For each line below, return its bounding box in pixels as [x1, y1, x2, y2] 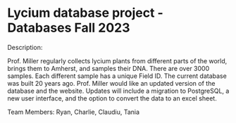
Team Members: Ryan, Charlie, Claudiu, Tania [7, 108, 139, 116]
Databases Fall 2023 [7, 20, 130, 36]
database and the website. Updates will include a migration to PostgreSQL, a [7, 86, 230, 95]
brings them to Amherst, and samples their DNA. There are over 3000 [7, 64, 210, 72]
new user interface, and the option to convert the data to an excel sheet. [7, 93, 217, 103]
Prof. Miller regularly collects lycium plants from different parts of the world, [7, 56, 228, 65]
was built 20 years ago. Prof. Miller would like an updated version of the [7, 79, 216, 87]
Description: [7, 43, 43, 51]
